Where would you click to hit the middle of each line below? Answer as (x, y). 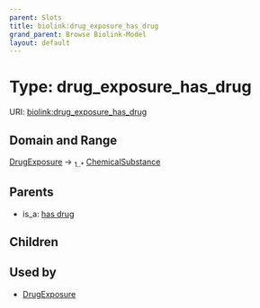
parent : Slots (36, 18)
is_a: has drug (48, 214)
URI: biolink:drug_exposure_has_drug (78, 112)
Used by (33, 273)
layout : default (40, 43)
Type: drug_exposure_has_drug (130, 87)
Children (34, 242)
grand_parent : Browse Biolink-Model (78, 34)
